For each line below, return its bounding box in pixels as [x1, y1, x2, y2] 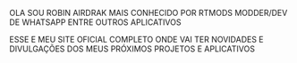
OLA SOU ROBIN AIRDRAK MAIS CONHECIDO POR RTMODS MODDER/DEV [9, 8, 288, 18]
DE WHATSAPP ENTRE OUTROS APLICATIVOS [9, 17, 182, 28]
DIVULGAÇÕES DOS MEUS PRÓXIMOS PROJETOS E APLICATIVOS [9, 43, 255, 54]
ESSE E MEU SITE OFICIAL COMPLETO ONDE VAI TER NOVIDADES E [9, 35, 264, 44]
